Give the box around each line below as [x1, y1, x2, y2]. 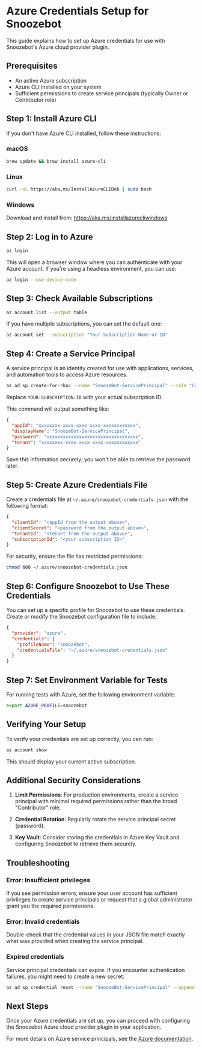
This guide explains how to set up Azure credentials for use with [6, 37, 165, 44]
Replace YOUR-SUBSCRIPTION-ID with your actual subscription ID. [6, 394, 163, 401]
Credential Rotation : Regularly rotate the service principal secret [14, 816, 176, 823]
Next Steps [6, 1001, 49, 1011]
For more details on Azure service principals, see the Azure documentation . [6, 1035, 194, 1043]
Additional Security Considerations [6, 775, 141, 785]
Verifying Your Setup [6, 719, 87, 730]
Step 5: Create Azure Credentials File [6, 479, 148, 490]
